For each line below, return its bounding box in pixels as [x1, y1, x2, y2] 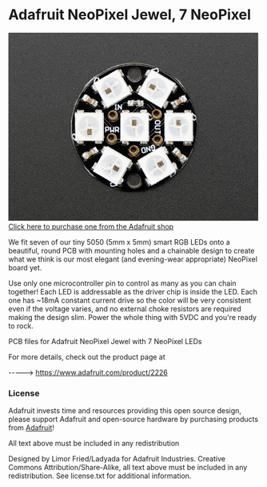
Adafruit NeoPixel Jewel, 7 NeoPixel [8, 6, 252, 24]
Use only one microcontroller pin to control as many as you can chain [8, 278, 237, 288]
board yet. [8, 263, 42, 273]
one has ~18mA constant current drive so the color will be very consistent [8, 295, 252, 306]
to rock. [8, 321, 34, 331]
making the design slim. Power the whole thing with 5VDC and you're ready [8, 313, 257, 323]
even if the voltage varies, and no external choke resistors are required [8, 304, 241, 314]
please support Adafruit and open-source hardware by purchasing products [8, 415, 258, 424]
